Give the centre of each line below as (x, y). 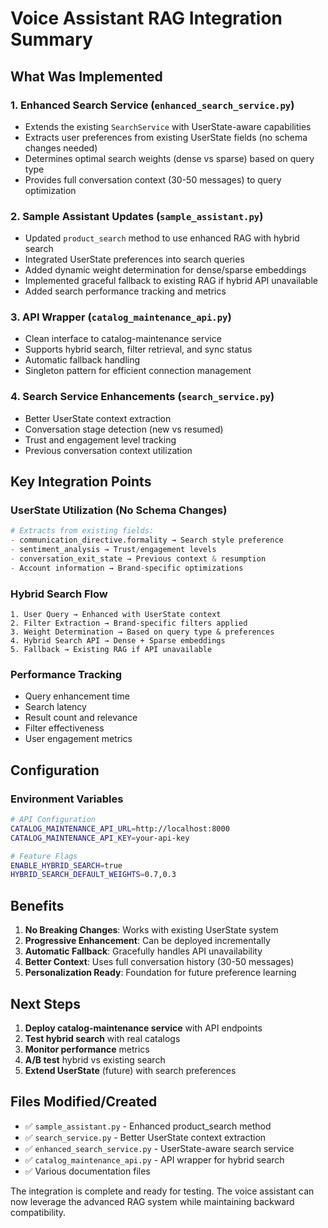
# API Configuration (53, 820)
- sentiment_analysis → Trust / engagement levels (113, 550)
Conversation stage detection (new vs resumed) (124, 429)
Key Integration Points (81, 482)
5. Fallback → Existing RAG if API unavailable (111, 650)
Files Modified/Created (84, 1102)
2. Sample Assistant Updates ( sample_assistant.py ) (137, 216)
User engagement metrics (78, 739)
